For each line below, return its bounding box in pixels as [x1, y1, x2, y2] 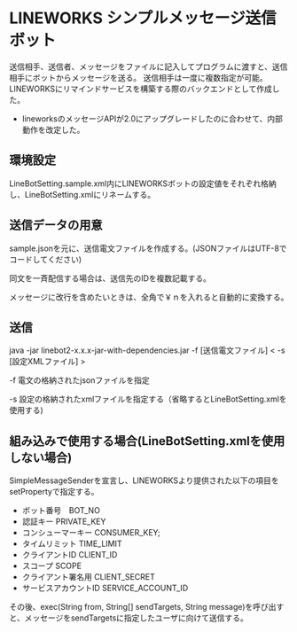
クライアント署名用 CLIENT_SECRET [21, 572, 155, 582]
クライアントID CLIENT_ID [21, 550, 118, 560]
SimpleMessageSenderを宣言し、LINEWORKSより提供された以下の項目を [9, 475, 279, 486]
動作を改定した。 [21, 124, 85, 135]
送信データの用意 [9, 218, 103, 233]
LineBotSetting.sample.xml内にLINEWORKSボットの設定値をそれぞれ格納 [9, 178, 277, 189]
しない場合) [9, 449, 73, 465]
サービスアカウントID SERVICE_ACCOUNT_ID [21, 582, 189, 594]
